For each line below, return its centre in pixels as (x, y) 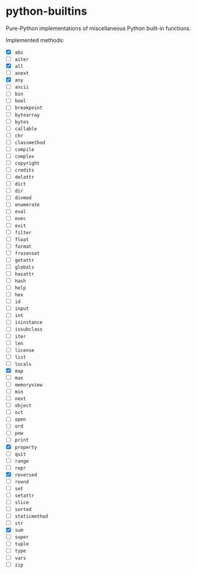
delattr (24, 177)
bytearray (27, 115)
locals (23, 364)
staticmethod (31, 516)
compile (24, 149)
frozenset (27, 253)
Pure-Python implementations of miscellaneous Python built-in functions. (98, 28)
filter (23, 232)
